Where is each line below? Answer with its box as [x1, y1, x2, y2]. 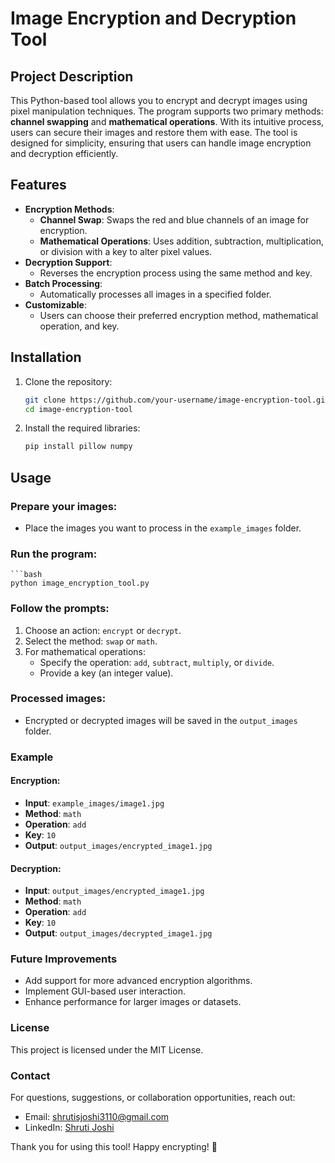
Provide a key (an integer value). [39, 667, 174, 679]
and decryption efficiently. [10, 148, 119, 159]
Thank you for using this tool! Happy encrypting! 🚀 [10, 1141, 218, 1153]
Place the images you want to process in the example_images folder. [24, 522, 302, 534]
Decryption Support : [24, 256, 113, 268]
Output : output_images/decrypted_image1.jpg [24, 927, 213, 939]
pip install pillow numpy [24, 442, 133, 452]
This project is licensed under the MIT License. [10, 1043, 204, 1056]
